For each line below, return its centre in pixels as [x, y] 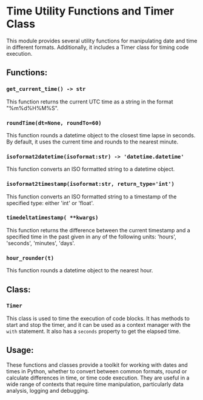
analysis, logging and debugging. [48, 390]
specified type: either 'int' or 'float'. [50, 203]
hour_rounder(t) [30, 258]
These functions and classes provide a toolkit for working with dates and [97, 365]
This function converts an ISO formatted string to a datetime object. [91, 169]
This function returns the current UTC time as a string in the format [90, 102]
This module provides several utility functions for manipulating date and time [102, 41]
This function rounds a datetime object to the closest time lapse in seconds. [101, 135]
